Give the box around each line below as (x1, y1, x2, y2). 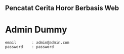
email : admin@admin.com (5, 40, 70, 45)
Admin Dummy (5, 24, 68, 35)
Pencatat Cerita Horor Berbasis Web (5, 4, 120, 12)
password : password (5, 45, 54, 50)
